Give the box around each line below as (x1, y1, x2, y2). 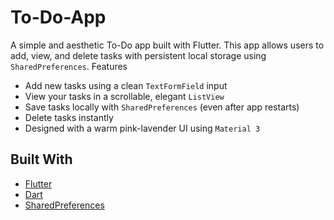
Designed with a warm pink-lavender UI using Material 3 (24, 122, 261, 134)
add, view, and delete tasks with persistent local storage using (10, 49, 267, 61)
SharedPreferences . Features (10, 60, 128, 72)
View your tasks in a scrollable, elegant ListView (24, 90, 225, 102)
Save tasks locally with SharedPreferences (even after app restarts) (24, 101, 300, 113)
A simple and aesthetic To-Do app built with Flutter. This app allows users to (10, 39, 325, 51)
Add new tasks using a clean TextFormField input (24, 79, 228, 91)
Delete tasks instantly (24, 111, 114, 123)
